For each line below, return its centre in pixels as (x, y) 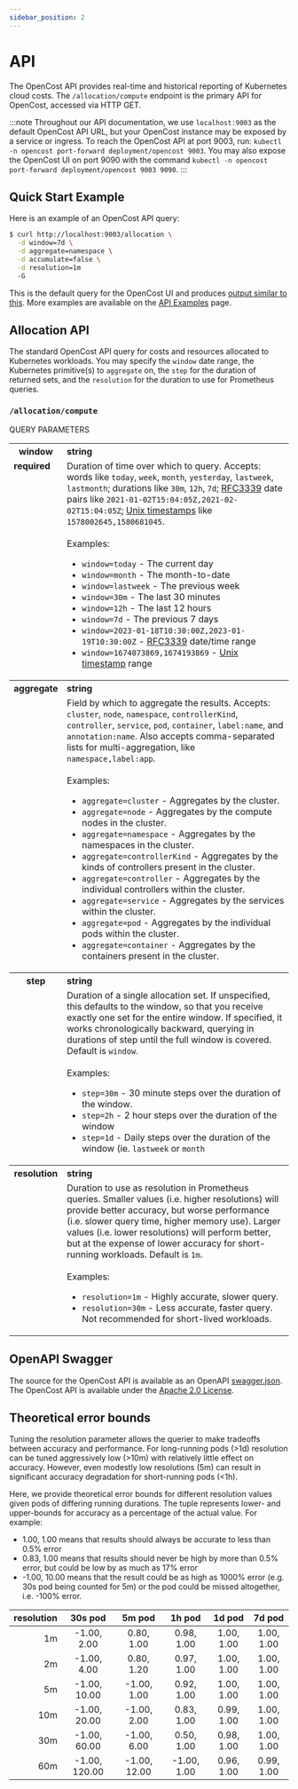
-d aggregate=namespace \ (65, 251)
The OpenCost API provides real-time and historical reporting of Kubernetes (148, 86)
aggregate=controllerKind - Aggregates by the (180, 856)
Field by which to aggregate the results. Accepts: (168, 702)
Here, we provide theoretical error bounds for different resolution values (141, 1494)
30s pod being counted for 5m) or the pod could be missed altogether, (151, 1587)
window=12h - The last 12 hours (146, 607)
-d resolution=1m (49, 267)
